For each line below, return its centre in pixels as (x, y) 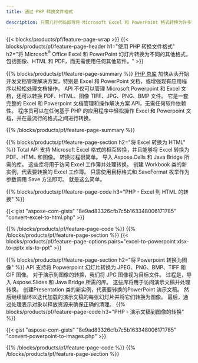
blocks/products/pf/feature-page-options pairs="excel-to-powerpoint (91, 242)
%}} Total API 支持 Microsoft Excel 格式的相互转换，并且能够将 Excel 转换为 (98, 150)
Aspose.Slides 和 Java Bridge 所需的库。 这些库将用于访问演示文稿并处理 (101, 282)
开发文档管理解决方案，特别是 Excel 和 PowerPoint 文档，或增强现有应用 (94, 81)
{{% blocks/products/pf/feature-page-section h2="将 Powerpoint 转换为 (94, 260)
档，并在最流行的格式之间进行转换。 (50, 118)
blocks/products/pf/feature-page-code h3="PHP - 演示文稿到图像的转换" (95, 312)
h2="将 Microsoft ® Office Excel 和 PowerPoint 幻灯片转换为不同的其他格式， (99, 53)
